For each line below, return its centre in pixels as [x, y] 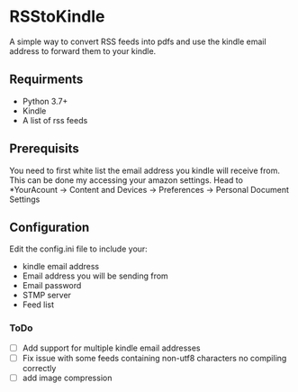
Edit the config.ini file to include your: [79, 249]
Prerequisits [44, 149]
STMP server [47, 296]
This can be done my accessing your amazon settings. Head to [126, 180]
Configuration [50, 227]
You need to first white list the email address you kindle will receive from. [145, 170]
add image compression [67, 378]
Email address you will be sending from [95, 276]
